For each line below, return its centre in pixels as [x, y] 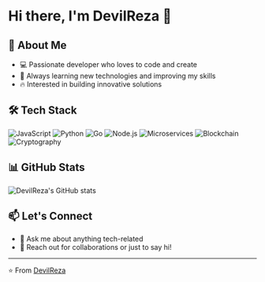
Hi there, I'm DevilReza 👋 [90, 16]
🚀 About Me [37, 45]
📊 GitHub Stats [47, 167]
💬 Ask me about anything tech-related [81, 239]
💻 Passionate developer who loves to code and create [108, 65]
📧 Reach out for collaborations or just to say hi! [95, 247]
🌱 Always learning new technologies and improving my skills [118, 76]
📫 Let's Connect [50, 216]
